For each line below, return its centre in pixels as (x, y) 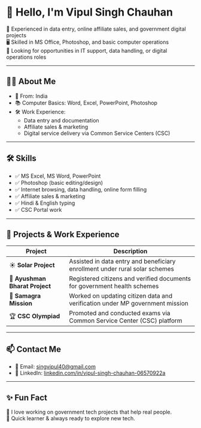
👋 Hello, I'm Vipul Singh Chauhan (90, 12)
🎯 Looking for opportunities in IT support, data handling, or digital (87, 50)
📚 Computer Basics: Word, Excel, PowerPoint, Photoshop (86, 103)
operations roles (26, 57)
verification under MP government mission (128, 304)
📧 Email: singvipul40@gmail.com (55, 367)
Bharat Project (30, 286)
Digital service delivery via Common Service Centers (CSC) (97, 133)
